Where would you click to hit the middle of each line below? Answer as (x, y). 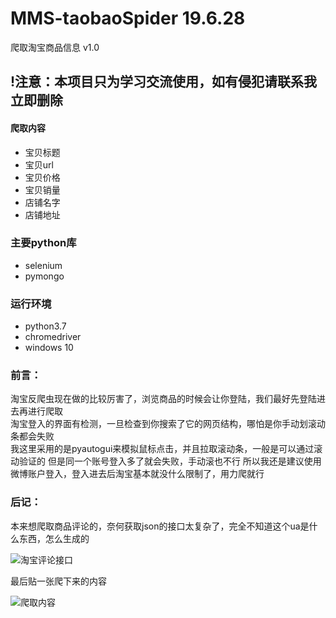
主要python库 (43, 243)
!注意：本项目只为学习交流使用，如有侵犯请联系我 (164, 82)
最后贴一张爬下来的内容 (58, 581)
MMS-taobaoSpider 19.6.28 (128, 18)
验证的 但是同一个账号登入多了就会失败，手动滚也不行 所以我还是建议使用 (170, 461)
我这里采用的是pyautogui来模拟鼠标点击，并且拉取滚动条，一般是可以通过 (162, 449)
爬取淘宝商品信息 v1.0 (55, 47)
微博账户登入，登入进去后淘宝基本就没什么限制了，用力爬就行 (137, 474)
